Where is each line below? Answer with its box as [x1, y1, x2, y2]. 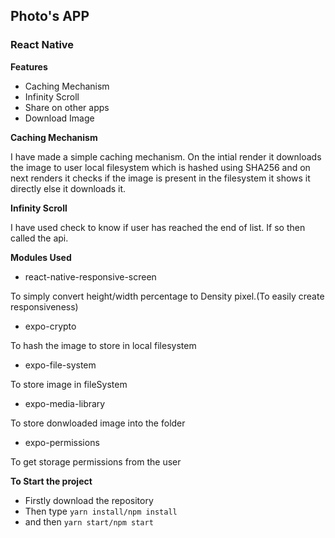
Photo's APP [10, 8, 90, 25]
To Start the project [10, 475, 93, 487]
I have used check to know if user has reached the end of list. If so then [10, 221, 306, 233]
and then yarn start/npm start [24, 515, 154, 528]
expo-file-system [24, 359, 97, 371]
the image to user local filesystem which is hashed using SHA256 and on [10, 161, 311, 173]
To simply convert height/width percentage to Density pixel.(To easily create [10, 290, 325, 302]
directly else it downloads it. [10, 182, 127, 194]
